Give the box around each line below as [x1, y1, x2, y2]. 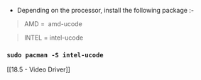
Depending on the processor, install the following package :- [16, 6, 195, 14]
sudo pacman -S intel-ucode [6, 51, 104, 59]
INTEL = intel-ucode [23, 33, 84, 42]
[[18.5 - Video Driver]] [6, 65, 70, 74]
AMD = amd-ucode [23, 20, 82, 28]
